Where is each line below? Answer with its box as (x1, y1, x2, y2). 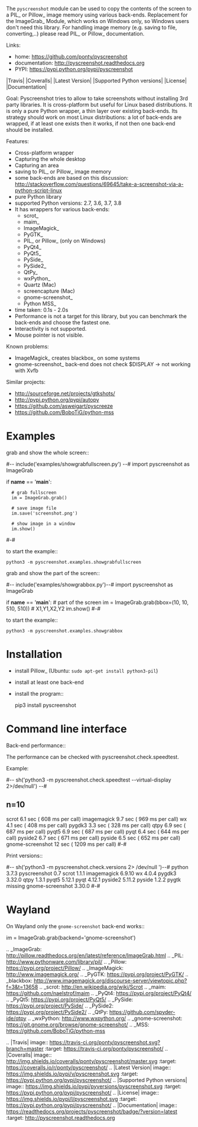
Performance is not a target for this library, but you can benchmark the (14, 313, 187, 319)
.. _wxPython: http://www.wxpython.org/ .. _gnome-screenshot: (27, 1015, 183, 1022)
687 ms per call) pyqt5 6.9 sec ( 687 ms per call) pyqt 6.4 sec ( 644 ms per (6, 828, 189, 835)
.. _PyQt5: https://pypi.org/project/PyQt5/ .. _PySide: (6, 996, 134, 1003)
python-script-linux (14, 187, 62, 194)
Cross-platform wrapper (14, 149, 74, 156)
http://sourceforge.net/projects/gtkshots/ (14, 390, 115, 397)
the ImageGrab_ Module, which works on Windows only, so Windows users (6, 18, 189, 24)
